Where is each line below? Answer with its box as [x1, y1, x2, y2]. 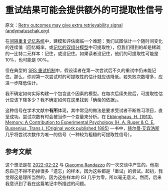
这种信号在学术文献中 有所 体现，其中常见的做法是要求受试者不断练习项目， [5, 107, 158, 113]
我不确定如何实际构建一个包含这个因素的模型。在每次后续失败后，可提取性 [5, 90, 158, 96]
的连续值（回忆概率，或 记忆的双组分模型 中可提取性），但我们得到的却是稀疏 [5, 44, 161, 50]
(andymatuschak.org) [5, 27, 50, 33]
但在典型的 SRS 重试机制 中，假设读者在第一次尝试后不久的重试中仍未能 [5, 67, 152, 73]
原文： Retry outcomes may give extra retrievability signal [5, 22, 123, 28]
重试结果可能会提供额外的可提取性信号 [5, 4, 163, 16]
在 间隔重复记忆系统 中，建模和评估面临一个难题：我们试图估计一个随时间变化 [5, 38, 163, 44]
